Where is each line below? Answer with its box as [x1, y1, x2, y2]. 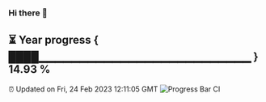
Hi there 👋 [8, 7, 49, 19]
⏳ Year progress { [8, 33, 99, 47]
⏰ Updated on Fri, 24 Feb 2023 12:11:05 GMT [8, 84, 158, 94]
